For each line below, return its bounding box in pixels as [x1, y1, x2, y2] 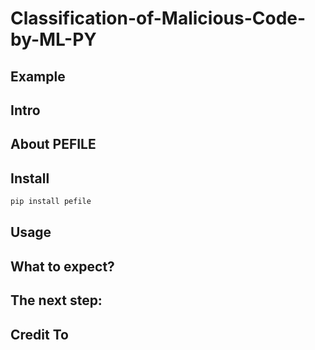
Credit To [10, 326, 69, 343]
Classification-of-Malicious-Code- [10, 7, 307, 30]
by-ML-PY [10, 28, 97, 51]
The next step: [10, 292, 103, 309]
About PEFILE [10, 136, 97, 153]
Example [10, 68, 66, 85]
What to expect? [10, 258, 115, 275]
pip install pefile [10, 197, 92, 207]
